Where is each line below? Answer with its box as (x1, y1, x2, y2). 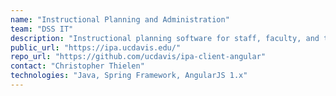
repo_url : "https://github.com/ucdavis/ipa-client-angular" (10, 52, 267, 62)
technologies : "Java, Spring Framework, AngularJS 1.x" (10, 71, 248, 81)
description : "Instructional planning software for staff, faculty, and (10, 33, 320, 43)
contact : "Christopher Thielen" (10, 61, 145, 71)
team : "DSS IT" (10, 24, 74, 34)
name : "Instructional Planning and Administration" (10, 14, 230, 25)
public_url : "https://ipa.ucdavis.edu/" (10, 42, 182, 53)
